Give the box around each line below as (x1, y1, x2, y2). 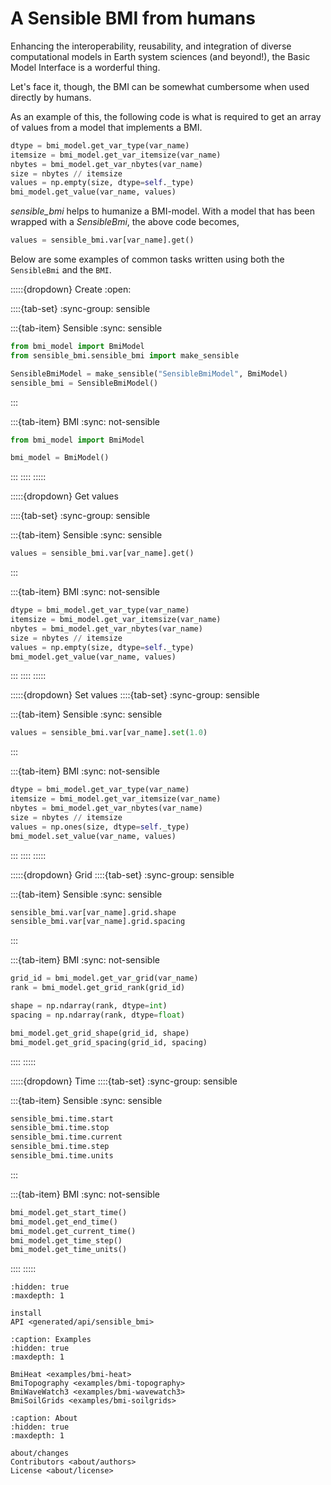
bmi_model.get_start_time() (10, 1207, 128, 1217)
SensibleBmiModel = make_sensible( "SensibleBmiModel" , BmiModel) (10, 368, 288, 379)
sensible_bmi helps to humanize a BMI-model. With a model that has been (10, 205, 315, 217)
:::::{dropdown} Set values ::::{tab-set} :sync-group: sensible (10, 689, 260, 701)
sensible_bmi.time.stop (10, 1123, 110, 1133)
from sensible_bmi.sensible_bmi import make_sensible (10, 350, 240, 361)
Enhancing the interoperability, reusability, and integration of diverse (10, 40, 292, 52)
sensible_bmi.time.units (10, 1151, 114, 1161)
